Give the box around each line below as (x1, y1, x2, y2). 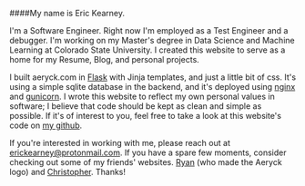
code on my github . (9, 120, 83, 131)
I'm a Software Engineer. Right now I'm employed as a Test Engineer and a (9, 25, 289, 35)
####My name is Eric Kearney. (9, 8, 126, 18)
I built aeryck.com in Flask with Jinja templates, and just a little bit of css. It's (9, 72, 297, 83)
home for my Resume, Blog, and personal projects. (9, 54, 200, 64)
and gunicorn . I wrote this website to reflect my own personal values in (9, 91, 275, 102)
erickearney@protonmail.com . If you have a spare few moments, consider (9, 147, 287, 158)
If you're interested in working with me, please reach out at (9, 138, 230, 148)
